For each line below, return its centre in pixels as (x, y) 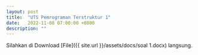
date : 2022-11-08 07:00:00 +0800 (51, 23)
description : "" (26, 28)
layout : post (22, 12)
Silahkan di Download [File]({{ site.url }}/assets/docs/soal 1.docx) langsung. (99, 45)
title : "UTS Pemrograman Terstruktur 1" (59, 17)
